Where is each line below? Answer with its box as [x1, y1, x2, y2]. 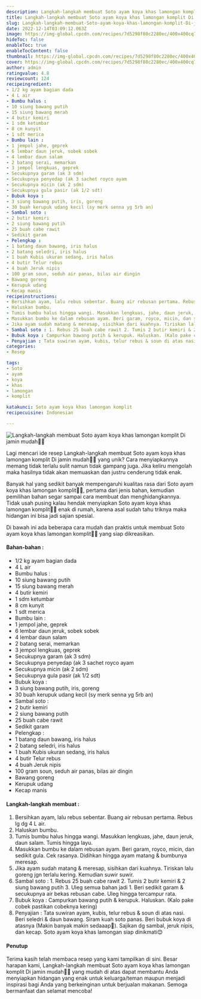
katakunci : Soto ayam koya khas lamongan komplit [6, 404, 133, 410]
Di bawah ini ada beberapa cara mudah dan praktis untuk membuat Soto [6, 523, 185, 531]
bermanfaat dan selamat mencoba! [6, 988, 93, 995]
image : [6, 31, 23, 37]
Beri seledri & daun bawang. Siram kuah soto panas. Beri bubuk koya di [14, 916, 191, 923]
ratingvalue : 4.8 [6, 70, 50, 76]
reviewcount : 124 [6, 76, 50, 82]
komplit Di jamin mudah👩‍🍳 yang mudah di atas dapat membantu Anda [6, 968, 178, 976]
